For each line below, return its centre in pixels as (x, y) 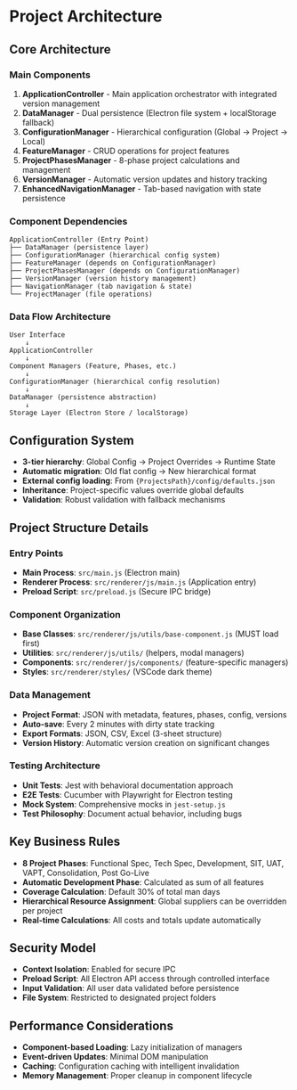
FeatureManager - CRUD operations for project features (125, 151)
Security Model (52, 948)
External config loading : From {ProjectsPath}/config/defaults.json (148, 481)
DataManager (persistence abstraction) (83, 397)
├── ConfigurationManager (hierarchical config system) (115, 256)
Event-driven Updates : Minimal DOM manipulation (115, 1057)
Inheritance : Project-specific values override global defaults (133, 490)
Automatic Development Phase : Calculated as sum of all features (143, 882)
